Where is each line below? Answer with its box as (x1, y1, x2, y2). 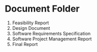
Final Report (12, 41, 38, 47)
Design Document (12, 25, 51, 31)
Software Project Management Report (12, 36, 92, 42)
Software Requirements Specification (12, 30, 91, 36)
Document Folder (5, 3, 80, 15)
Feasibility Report (12, 20, 49, 26)
